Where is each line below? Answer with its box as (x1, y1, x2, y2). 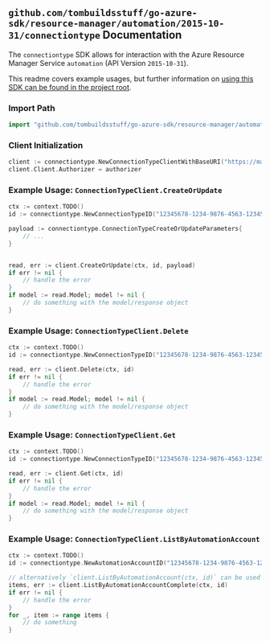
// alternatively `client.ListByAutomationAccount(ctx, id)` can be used (8, 573, 261, 582)
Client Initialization (8, 139, 84, 150)
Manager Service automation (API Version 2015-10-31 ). (8, 58, 189, 68)
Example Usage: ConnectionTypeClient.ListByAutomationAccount (8, 533, 260, 544)
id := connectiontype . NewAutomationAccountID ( (8, 559, 167, 567)
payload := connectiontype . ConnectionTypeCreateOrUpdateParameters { (8, 225, 243, 233)
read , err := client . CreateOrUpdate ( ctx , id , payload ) (8, 261, 196, 269)
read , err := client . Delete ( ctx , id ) (8, 365, 135, 373)
